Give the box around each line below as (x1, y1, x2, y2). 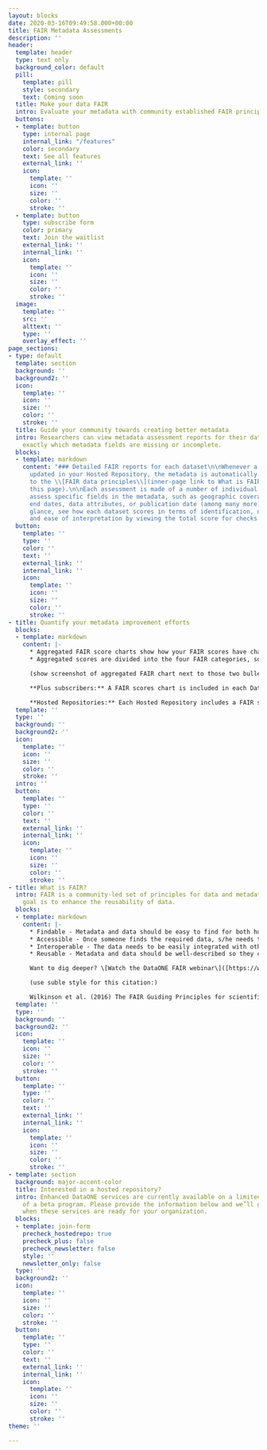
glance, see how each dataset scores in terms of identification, (29, 507, 254, 516)
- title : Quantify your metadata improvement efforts (8, 618, 191, 626)
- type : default (8, 352, 62, 361)
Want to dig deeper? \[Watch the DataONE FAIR (29, 965, 187, 973)
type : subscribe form (22, 219, 94, 227)
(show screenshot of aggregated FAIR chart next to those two (29, 669, 240, 677)
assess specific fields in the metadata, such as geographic (29, 493, 237, 501)
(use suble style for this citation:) (29, 979, 158, 987)
